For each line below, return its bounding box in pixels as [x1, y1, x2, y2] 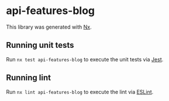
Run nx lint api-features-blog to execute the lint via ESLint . [6, 88, 154, 95]
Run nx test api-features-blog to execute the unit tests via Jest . [6, 55, 164, 62]
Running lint [6, 73, 51, 83]
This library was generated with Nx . [6, 23, 92, 30]
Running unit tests [6, 40, 74, 50]
